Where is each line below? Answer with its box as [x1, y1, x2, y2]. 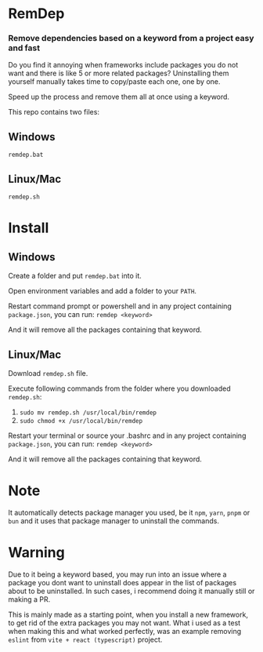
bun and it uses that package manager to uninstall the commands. [8, 515, 219, 526]
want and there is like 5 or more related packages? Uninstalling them [8, 68, 229, 78]
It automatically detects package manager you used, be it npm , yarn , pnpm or [8, 508, 250, 517]
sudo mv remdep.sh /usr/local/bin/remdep [19, 409, 157, 417]
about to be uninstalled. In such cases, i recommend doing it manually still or [8, 586, 255, 596]
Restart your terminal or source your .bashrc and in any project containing [8, 431, 247, 440]
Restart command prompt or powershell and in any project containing [8, 301, 232, 311]
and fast [8, 42, 41, 53]
